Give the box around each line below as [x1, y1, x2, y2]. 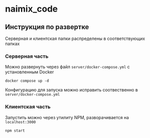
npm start [5, 128, 25, 133]
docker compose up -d [5, 79, 49, 84]
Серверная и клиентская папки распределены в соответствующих [5, 35, 145, 41]
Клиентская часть [5, 103, 51, 110]
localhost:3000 [5, 120, 36, 124]
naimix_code [5, 3, 58, 15]
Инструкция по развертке [5, 23, 89, 31]
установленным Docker [5, 69, 54, 75]
